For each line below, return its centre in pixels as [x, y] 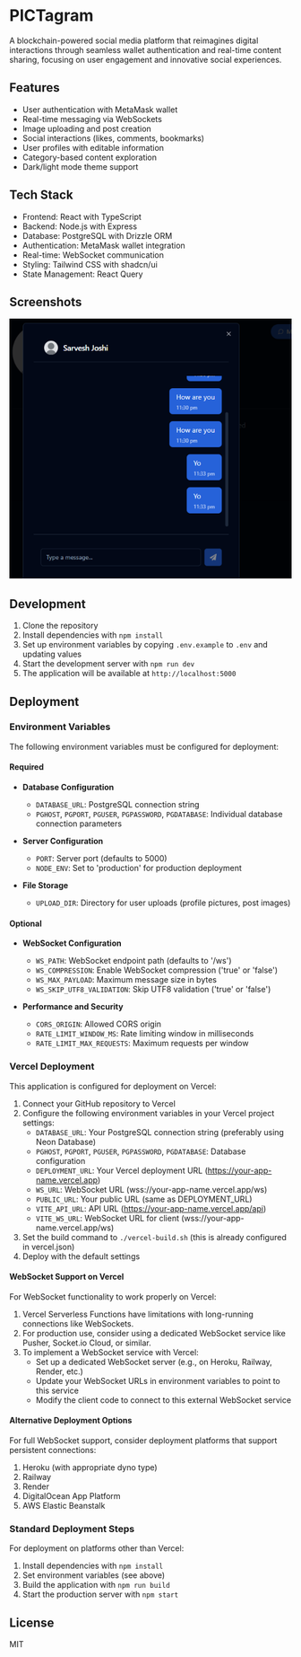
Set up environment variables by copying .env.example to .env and [145, 645]
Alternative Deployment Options [71, 1421]
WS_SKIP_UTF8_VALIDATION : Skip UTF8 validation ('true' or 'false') [153, 990]
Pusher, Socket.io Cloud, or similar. [87, 1343]
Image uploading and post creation [87, 128]
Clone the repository [60, 626]
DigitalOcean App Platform [71, 1495]
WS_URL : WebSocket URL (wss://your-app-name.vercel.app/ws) [151, 1189]
